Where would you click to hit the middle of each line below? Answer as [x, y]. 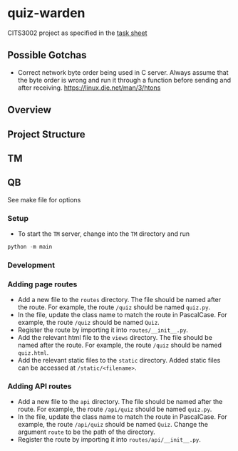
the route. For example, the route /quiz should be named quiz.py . [114, 307]
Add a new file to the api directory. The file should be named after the [120, 402]
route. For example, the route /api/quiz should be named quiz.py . [115, 409]
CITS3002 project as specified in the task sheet [77, 33]
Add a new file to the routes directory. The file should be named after [119, 300]
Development [31, 265]
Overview [30, 110]
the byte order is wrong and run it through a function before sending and [124, 80]
